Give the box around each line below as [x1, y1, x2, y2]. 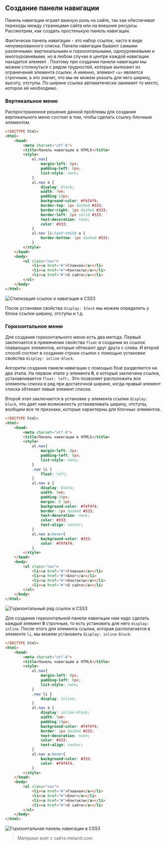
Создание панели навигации [5, 4, 99, 12]
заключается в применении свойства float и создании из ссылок [5, 340, 146, 346]
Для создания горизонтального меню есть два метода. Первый [5, 334, 141, 340]
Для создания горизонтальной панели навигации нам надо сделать [5, 615, 150, 621]
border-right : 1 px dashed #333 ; [40, 208, 108, 213]
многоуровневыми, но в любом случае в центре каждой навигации [5, 53, 149, 59]
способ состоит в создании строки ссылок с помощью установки [5, 350, 146, 356]
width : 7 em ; [40, 189, 66, 194]
